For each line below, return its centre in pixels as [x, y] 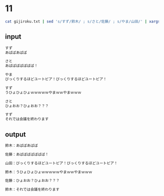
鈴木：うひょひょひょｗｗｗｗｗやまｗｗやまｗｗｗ [49, 172]
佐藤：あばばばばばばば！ [27, 154]
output [15, 134]
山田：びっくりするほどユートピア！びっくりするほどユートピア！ [61, 163]
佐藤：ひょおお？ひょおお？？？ [32, 181]
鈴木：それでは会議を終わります [32, 190]
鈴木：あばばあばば [21, 145]
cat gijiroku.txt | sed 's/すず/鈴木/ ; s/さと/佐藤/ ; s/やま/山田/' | [76, 21]
